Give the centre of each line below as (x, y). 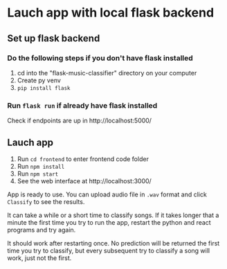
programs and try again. (42, 230)
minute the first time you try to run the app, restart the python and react (109, 222)
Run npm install (41, 166)
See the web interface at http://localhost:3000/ (84, 180)
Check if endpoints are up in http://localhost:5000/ (80, 121)
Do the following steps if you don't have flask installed (100, 58)
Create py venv (39, 80)
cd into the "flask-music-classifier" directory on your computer (107, 73)
